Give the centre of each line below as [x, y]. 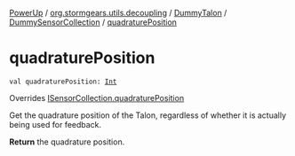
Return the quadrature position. [67, 142]
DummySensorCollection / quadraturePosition [93, 22]
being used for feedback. [56, 124]
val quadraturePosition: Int [63, 82]
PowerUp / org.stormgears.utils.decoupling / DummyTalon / [118, 13]
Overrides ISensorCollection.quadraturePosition [97, 97]
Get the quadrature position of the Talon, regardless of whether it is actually [148, 115]
